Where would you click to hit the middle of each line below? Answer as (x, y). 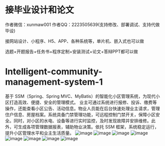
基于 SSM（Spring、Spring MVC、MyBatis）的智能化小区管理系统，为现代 (80, 96)
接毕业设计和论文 (40, 10)
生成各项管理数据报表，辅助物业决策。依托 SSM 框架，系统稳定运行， (88, 127)
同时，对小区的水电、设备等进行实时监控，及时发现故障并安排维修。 (82, 121)
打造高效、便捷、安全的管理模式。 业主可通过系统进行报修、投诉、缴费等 (83, 102)
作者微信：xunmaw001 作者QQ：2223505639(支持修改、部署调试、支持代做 (82, 24)
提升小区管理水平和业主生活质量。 (40, 133)
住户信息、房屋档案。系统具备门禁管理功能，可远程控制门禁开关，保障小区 (80, 114)
